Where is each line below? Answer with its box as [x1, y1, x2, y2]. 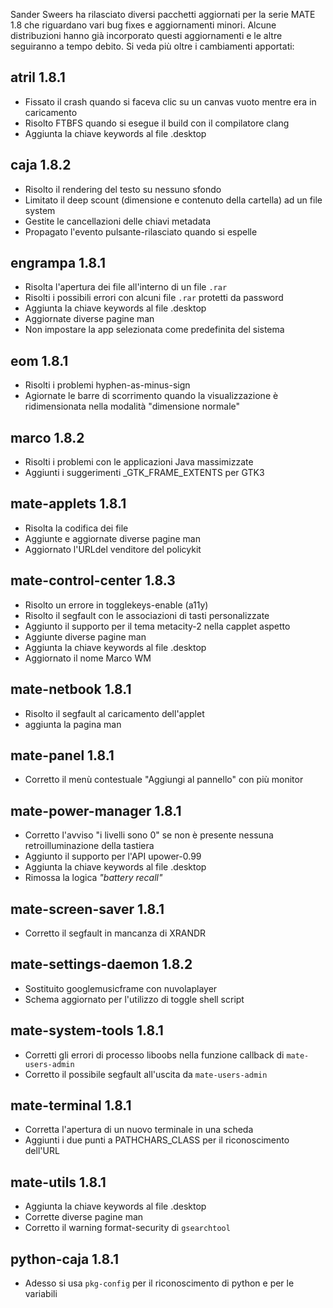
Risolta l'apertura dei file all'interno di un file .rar [24, 281, 228, 293]
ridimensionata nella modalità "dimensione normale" [24, 400, 241, 413]
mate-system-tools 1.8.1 [10, 1022, 164, 1039]
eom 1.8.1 [10, 352, 69, 369]
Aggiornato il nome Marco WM [24, 652, 152, 664]
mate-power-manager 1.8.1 [10, 802, 182, 819]
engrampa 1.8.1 [10, 255, 106, 272]
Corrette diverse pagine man [24, 1211, 144, 1223]
